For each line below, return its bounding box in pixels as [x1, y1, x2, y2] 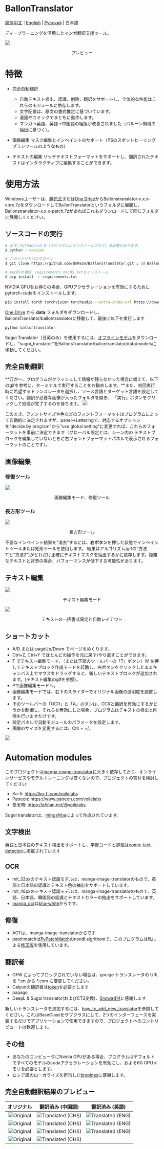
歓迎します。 [26, 1024, 52, 1030]
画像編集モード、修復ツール [54, 495, 110, 500]
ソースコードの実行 [5, 230, 62, 238]
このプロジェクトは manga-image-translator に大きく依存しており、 [5, 768, 140, 774]
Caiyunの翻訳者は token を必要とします [12, 984, 89, 990]
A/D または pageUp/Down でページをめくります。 [12, 646, 112, 652]
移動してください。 [5, 347, 44, 353]
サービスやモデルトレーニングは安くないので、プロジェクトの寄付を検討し [9, 775, 159, 781]
